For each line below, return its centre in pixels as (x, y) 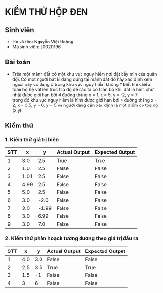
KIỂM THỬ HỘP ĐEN (47, 12)
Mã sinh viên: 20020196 (36, 47)
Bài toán (18, 62)
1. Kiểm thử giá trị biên (32, 140)
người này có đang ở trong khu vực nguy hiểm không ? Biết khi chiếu (81, 84)
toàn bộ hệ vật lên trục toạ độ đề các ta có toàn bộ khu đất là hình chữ (83, 89)
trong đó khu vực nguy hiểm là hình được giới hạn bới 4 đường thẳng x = (85, 100)
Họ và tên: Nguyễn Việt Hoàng (43, 42)
